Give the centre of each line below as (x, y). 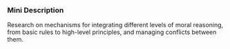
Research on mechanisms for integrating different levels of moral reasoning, (115, 25)
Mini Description (36, 10)
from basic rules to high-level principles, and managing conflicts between (112, 32)
